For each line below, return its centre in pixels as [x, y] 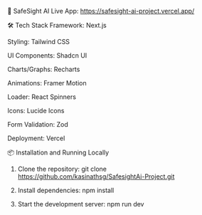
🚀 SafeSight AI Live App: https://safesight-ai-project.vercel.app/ [101, 11]
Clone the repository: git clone [62, 169]
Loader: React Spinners [42, 97]
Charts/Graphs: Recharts [44, 69]
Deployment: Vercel [36, 138]
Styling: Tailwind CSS [38, 42]
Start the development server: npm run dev [81, 204]
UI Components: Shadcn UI [47, 56]
